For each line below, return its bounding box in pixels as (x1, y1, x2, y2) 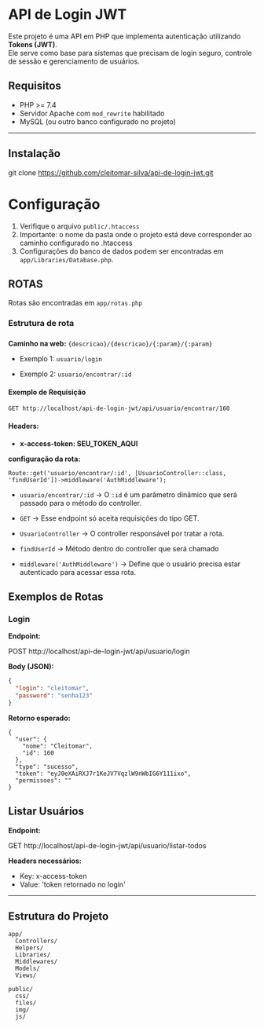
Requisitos (8, 79, 61, 93)
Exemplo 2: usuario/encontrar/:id (19, 369, 132, 379)
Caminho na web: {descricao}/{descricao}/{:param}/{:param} (8, 339, 213, 349)
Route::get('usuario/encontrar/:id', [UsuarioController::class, (8, 469, 226, 477)
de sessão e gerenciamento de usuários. (8, 57, 140, 66)
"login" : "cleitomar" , (15, 685, 90, 693)
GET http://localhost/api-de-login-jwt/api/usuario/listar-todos (8, 840, 207, 850)
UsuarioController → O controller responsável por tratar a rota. (19, 529, 225, 538)
